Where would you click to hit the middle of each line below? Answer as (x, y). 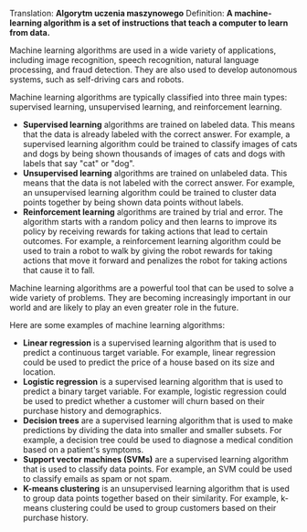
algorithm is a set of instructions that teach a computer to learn (166, 23)
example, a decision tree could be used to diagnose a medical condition (158, 440)
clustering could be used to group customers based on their (163, 508)
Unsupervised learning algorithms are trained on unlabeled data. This (155, 173)
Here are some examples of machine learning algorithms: (117, 325)
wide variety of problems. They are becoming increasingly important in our (150, 298)
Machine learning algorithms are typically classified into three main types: (148, 97)
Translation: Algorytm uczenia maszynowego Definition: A (121, 13)
